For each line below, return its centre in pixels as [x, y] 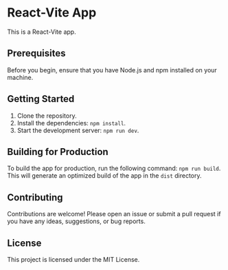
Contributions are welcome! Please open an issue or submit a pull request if [114, 214]
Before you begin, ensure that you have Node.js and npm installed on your [112, 70]
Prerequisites [36, 53]
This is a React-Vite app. [42, 32]
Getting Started [41, 99]
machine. [20, 77]
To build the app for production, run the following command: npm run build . [114, 168]
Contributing [35, 197]
